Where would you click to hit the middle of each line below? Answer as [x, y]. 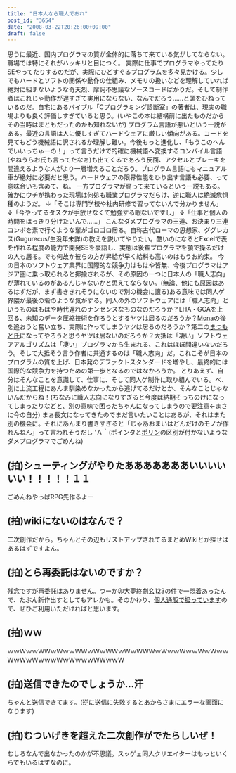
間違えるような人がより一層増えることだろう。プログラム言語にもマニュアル [117, 169]
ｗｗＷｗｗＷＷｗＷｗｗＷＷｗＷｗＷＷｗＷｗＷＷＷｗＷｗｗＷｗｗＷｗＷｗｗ [118, 651]
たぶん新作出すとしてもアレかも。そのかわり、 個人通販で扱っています [120, 599]
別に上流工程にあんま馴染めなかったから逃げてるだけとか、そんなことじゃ [115, 388]
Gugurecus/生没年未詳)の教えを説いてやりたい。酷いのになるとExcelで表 [122, 239]
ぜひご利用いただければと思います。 [72, 608]
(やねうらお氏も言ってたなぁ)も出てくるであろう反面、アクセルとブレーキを [117, 160]
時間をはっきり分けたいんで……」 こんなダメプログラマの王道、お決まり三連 [118, 222]
